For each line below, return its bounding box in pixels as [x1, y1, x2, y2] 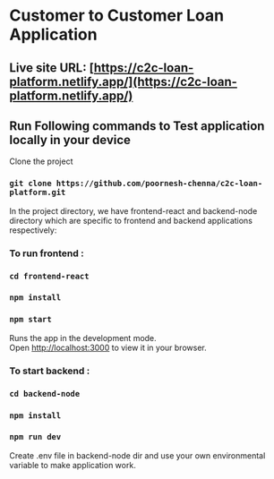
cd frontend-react [9, 270, 90, 281]
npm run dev [9, 432, 62, 442]
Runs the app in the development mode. [9, 332, 157, 343]
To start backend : [9, 364, 90, 377]
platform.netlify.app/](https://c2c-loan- [9, 73, 237, 90]
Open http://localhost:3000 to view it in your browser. [9, 342, 208, 353]
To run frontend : [9, 247, 84, 260]
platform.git [9, 187, 66, 198]
